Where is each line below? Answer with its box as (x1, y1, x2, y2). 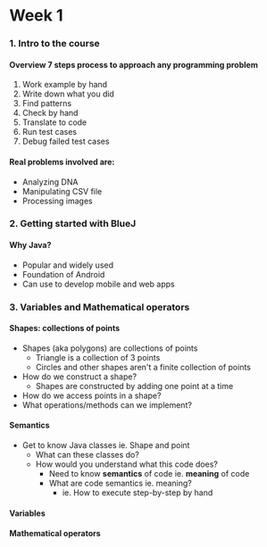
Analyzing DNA (21, 176, 79, 187)
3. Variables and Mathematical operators (9, 301, 190, 313)
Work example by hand (21, 79, 108, 90)
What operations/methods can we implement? (21, 399, 192, 410)
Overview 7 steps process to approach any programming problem (9, 59, 259, 70)
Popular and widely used (21, 260, 114, 270)
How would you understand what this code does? (35, 459, 219, 469)
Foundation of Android (21, 269, 105, 279)
